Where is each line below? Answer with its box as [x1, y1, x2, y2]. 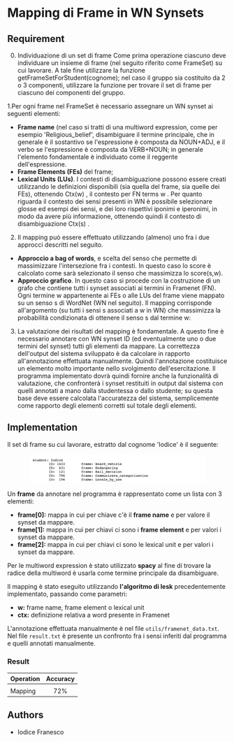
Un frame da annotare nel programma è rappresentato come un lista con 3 [7, 490, 222, 498]
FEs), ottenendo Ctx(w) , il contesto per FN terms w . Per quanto [17, 190, 203, 198]
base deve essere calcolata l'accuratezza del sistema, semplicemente [17, 394, 219, 402]
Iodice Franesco [17, 727, 64, 736]
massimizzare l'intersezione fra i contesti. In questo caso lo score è [17, 262, 212, 270]
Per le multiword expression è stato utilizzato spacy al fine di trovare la [7, 562, 212, 570]
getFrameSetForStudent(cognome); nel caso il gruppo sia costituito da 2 [17, 73, 226, 82]
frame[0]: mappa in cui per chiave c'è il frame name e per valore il [17, 511, 210, 519]
